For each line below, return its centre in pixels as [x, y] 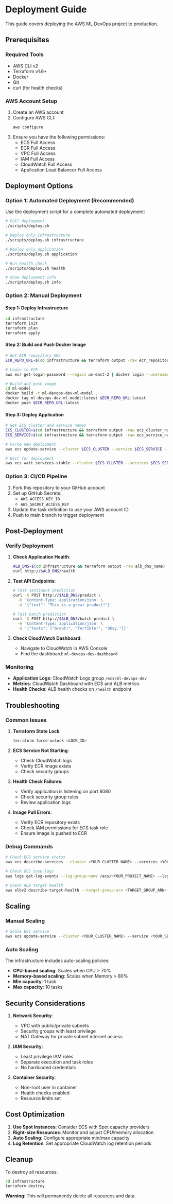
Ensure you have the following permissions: [59, 137]
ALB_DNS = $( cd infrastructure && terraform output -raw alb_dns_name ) [89, 566]
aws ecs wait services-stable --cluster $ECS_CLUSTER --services [77, 463]
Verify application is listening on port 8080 [66, 791]
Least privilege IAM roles [47, 1056]
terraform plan [22, 328]
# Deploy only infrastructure [38, 235]
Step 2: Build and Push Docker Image [46, 345]
